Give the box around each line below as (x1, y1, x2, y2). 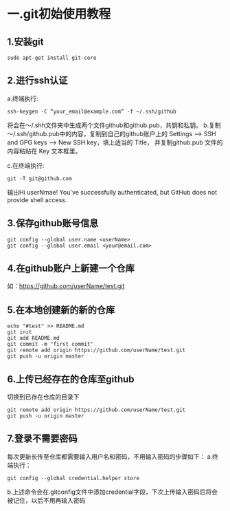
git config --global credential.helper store (7, 475, 139, 481)
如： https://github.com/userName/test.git (7, 282, 125, 290)
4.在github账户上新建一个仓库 (7, 263, 135, 274)
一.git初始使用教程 (7, 6, 111, 22)
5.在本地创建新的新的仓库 (7, 304, 115, 316)
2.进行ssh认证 (7, 75, 68, 87)
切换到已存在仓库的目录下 (7, 393, 80, 401)
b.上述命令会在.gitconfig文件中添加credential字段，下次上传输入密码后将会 (7, 488, 218, 496)
